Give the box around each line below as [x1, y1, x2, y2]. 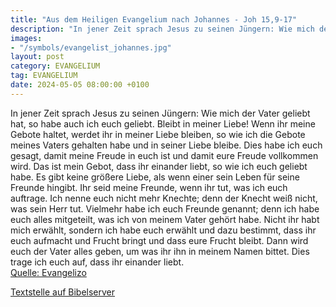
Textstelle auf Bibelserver [10, 286, 116, 298]
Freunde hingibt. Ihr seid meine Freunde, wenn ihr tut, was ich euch [10, 181, 288, 193]
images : [10, 33, 43, 43]
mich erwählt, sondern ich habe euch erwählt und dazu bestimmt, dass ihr [10, 224, 317, 236]
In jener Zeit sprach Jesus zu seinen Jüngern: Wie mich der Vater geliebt [10, 107, 311, 119]
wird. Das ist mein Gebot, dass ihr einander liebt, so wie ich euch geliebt [10, 160, 308, 172]
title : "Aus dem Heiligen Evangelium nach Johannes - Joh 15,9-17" [10, 14, 298, 25]
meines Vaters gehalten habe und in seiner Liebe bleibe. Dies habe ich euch [10, 139, 323, 151]
